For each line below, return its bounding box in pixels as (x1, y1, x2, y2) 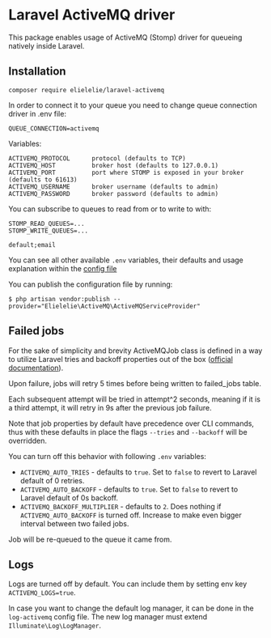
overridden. (8, 436, 47, 445)
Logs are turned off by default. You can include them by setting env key (8, 579, 248, 589)
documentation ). (8, 363, 64, 372)
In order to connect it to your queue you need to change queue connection (8, 100, 257, 110)
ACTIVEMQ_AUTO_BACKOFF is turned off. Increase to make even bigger (19, 510, 242, 520)
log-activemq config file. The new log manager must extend (8, 612, 208, 622)
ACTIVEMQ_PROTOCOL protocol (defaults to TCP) (8, 154, 186, 163)
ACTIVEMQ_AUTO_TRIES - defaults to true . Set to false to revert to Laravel (19, 467, 257, 477)
